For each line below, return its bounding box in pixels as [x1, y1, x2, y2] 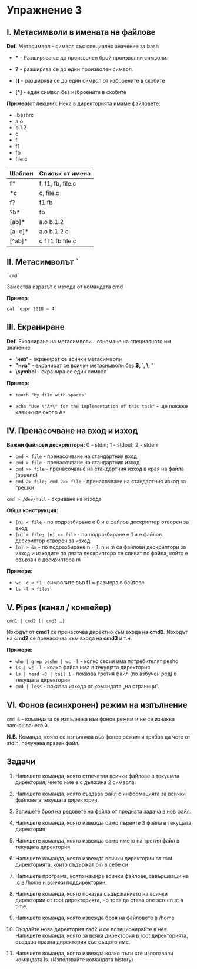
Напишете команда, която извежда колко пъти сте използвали [15, 950, 173, 957]
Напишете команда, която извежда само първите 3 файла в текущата [15, 819, 192, 826]
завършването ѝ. [6, 722, 49, 729]
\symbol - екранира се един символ [15, 368, 107, 375]
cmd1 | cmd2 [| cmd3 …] [6, 618, 65, 624]
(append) [15, 472, 38, 479]
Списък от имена [39, 170, 91, 177]
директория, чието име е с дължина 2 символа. [15, 778, 136, 786]
